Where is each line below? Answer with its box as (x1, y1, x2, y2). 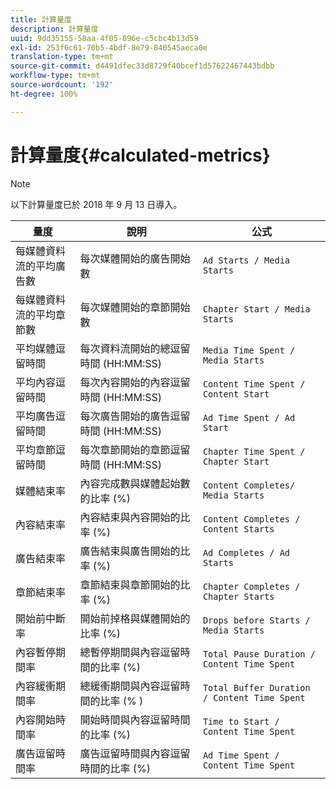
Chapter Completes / (202, 581, 301, 592)
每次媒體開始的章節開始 (79, 300, 191, 314)
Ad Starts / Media (202, 254, 291, 266)
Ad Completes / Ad (202, 547, 291, 558)
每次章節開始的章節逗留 (79, 442, 191, 456)
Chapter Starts (202, 591, 275, 602)
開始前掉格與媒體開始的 (79, 611, 191, 625)
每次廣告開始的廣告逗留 (79, 409, 191, 423)
